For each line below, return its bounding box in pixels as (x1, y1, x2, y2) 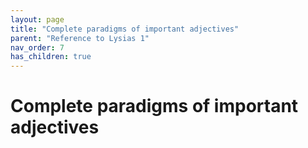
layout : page (10, 14, 65, 25)
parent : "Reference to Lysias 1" (10, 33, 150, 43)
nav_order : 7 (10, 42, 65, 53)
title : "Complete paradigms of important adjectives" (10, 24, 240, 34)
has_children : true (10, 52, 92, 62)
